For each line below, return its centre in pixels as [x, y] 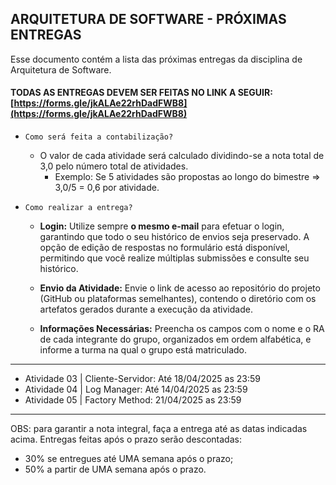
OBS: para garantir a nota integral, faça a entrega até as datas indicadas [159, 429]
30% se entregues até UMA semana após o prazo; [129, 459]
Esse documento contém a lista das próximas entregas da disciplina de [156, 59]
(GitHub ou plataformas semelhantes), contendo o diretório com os [178, 299]
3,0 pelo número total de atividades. [114, 166]
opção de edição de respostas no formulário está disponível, [164, 248]
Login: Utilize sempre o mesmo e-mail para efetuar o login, [162, 226]
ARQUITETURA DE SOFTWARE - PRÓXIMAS [148, 19]
